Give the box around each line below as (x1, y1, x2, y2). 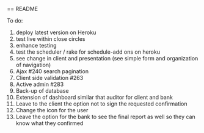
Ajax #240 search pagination (15, 68, 89, 75)
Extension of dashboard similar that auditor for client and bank (15, 94, 173, 101)
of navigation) (15, 61, 51, 68)
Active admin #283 (15, 81, 64, 88)
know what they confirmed (15, 120, 84, 127)
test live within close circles (15, 35, 86, 42)
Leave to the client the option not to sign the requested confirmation (15, 100, 188, 107)
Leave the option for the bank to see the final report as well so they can (15, 113, 196, 120)
